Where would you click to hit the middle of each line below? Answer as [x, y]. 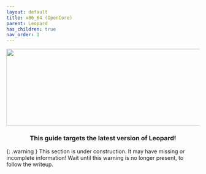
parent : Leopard [27, 23]
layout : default [27, 12]
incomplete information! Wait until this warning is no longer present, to [95, 158]
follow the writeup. [30, 165]
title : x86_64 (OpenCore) [39, 18]
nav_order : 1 [23, 35]
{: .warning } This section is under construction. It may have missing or [96, 151]
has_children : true [31, 29]
